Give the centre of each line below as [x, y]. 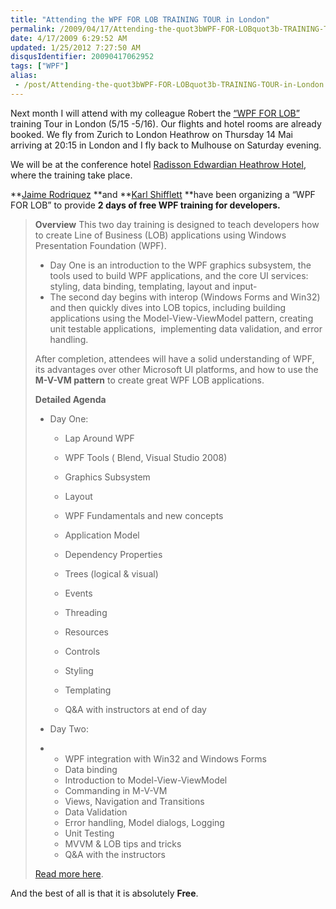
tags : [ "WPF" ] [40, 66]
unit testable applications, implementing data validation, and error [186, 328]
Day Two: [69, 728]
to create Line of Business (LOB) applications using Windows [160, 235]
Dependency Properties [113, 554]
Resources [87, 632]
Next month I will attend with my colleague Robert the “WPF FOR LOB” [155, 113]
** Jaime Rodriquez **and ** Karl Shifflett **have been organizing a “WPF [163, 194]
